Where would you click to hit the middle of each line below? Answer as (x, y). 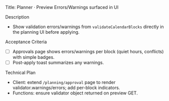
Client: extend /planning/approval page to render (64, 82)
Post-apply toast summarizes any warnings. (58, 63)
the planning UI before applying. (46, 32)
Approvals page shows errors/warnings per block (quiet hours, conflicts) (88, 52)
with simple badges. (33, 57)
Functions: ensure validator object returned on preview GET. (75, 93)
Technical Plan (20, 73)
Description (17, 17)
